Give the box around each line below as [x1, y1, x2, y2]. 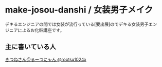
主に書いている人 [5, 43, 56, 51]
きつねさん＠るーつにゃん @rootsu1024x [5, 56, 87, 62]
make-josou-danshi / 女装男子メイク [5, 4, 153, 15]
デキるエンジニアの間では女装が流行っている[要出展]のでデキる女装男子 [5, 21, 149, 27]
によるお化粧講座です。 [18, 27, 65, 33]
